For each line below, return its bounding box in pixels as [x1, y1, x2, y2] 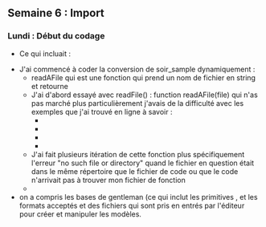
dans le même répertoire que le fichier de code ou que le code [31, 166, 239, 176]
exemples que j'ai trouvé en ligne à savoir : [31, 107, 173, 116]
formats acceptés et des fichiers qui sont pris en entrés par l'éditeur [18, 201, 245, 210]
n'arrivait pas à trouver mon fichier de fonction [31, 175, 186, 184]
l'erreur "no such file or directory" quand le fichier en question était [31, 158, 255, 168]
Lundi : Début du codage [7, 30, 105, 42]
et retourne [31, 81, 69, 91]
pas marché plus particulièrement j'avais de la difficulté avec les [31, 98, 244, 107]
